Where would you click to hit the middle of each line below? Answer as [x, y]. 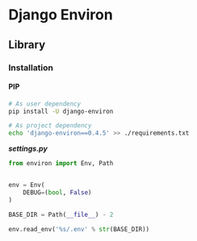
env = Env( [27, 185]
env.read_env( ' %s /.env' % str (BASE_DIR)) [79, 229]
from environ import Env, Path [61, 164]
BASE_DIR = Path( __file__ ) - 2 [61, 214]
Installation [31, 68]
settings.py [28, 149]
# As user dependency [45, 104]
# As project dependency [50, 126]
